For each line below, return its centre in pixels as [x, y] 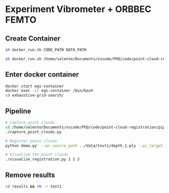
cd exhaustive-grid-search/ [35, 95]
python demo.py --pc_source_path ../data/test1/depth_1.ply [71, 146]
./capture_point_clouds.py [33, 132]
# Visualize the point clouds [37, 155]
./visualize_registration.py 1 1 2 [43, 159]
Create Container [33, 38]
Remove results [30, 175]
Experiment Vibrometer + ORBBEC [78, 9]
